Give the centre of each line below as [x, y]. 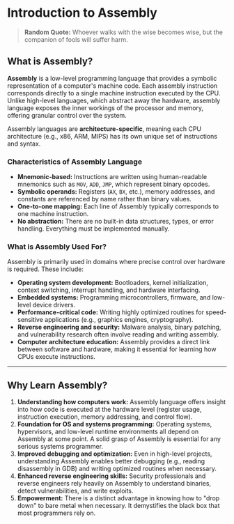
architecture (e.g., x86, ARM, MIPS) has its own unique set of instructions [112, 136]
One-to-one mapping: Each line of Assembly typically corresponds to [118, 206]
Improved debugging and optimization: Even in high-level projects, [115, 454]
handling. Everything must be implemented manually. [93, 229]
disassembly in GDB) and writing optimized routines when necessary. [117, 469]
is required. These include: [45, 269]
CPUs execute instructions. [56, 357]
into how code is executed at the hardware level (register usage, [109, 410]
